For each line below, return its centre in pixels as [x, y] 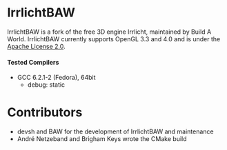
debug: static [46, 85]
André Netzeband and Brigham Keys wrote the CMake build [102, 139]
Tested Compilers [33, 62]
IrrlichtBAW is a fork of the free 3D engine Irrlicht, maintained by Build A [109, 32]
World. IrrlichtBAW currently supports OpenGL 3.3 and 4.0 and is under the [114, 39]
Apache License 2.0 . [36, 46]
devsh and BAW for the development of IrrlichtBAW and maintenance [115, 131]
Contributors [45, 112]
